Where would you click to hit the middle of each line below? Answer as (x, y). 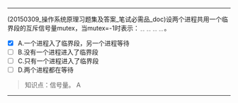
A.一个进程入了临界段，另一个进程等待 (73, 43)
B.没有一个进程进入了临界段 (58, 52)
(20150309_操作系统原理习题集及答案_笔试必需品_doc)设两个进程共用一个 (115, 19)
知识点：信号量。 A (53, 85)
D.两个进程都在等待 (46, 70)
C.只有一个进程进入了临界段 (58, 61)
